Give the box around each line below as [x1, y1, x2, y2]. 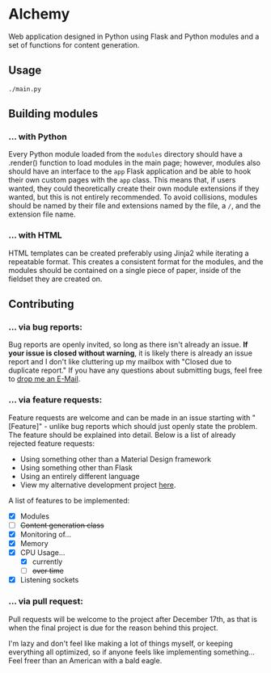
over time [32, 566, 65, 576]
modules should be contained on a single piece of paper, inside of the [8, 265, 241, 275]
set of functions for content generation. [8, 40, 140, 49]
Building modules [8, 107, 99, 121]
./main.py [8, 85, 42, 93]
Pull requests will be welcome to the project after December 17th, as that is [8, 614, 257, 624]
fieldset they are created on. [8, 274, 103, 284]
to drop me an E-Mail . [8, 374, 81, 384]
